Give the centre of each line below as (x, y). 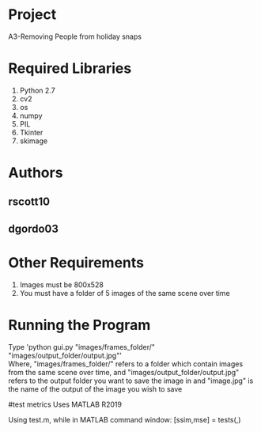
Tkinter (31, 132)
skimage (34, 141)
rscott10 (29, 202)
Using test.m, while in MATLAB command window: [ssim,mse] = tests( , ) (125, 419)
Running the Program (79, 325)
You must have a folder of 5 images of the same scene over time (125, 293)
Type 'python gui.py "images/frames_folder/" (82, 347)
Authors (36, 173)
